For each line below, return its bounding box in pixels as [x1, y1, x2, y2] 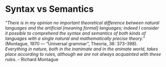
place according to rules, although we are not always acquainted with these [5, 51, 161, 57]
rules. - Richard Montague [5, 56, 58, 62]
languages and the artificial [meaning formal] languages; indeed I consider [5, 25, 160, 31]
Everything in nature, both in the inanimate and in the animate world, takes [5, 46, 159, 52]
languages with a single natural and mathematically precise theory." [5, 35, 145, 41]
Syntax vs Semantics [5, 3, 94, 15]
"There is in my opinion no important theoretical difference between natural [5, 20, 160, 26]
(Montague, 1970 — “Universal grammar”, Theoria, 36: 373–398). [5, 40, 138, 46]
